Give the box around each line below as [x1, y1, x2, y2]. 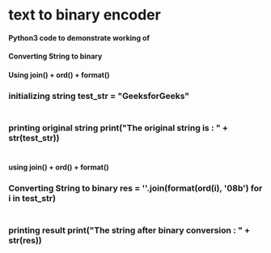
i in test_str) [8, 193, 57, 204]
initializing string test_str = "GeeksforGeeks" [8, 90, 190, 101]
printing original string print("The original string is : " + [8, 122, 229, 133]
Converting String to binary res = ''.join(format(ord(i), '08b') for [8, 182, 263, 194]
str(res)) [8, 235, 42, 247]
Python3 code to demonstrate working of [8, 32, 150, 42]
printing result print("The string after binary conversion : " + [8, 225, 251, 236]
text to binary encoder [8, 6, 162, 24]
